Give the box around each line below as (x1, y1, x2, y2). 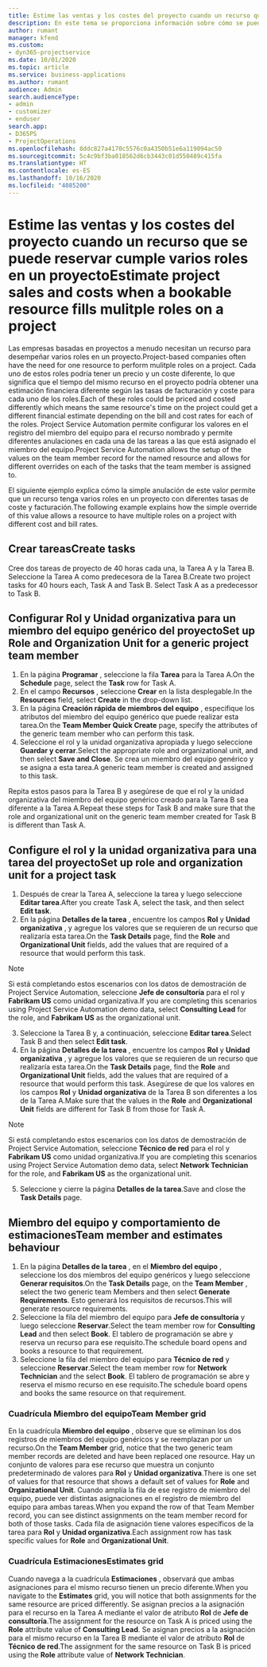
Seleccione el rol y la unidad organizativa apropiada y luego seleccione (19, 737, 253, 747)
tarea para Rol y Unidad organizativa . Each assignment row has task (8, 1527, 232, 1537)
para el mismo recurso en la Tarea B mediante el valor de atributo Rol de (8, 1633, 245, 1642)
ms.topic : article (8, 64, 69, 72)
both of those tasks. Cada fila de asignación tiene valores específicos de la (8, 1519, 254, 1529)
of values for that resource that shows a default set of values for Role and (8, 1477, 250, 1487)
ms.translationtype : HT (8, 160, 87, 168)
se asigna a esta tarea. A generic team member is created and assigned (19, 763, 253, 772)
